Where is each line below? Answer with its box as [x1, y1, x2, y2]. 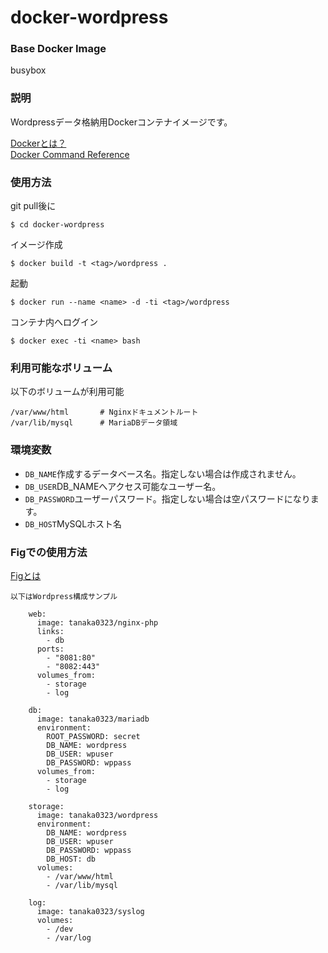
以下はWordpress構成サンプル [10, 591, 118, 601]
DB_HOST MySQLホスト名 [24, 517, 123, 530]
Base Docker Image [10, 42, 107, 56]
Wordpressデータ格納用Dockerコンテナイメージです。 [10, 116, 233, 128]
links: [36, 626, 65, 636]
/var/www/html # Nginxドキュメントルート [10, 407, 199, 418]
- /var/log [46, 932, 92, 943]
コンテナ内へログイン [10, 316, 98, 328]
